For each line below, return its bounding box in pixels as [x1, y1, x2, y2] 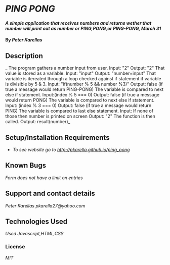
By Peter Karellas [5, 37, 42, 43]
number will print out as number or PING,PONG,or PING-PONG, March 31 [5, 25, 161, 31]
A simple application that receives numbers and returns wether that [5, 20, 152, 26]
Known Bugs [5, 161, 47, 170]
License [5, 243, 25, 250]
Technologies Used [5, 218, 67, 226]
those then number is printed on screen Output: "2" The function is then [5, 113, 155, 119]
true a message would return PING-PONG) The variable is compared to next [5, 86, 163, 92]
